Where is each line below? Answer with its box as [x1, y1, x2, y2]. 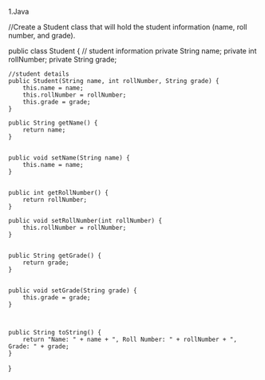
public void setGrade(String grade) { [8, 287, 137, 295]
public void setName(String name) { [8, 154, 130, 162]
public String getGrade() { [8, 251, 102, 259]
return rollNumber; [22, 196, 88, 204]
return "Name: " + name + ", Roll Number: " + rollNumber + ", [22, 335, 238, 343]
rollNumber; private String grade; [8, 55, 117, 64]
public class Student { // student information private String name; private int [8, 46, 257, 55]
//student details [8, 70, 69, 78]
